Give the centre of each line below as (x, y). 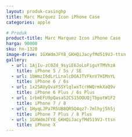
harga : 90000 (22, 44)
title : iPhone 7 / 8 (41, 103)
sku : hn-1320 (22, 49)
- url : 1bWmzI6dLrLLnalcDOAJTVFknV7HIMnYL (63, 76)
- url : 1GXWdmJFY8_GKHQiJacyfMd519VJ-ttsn (63, 120)
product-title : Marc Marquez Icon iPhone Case (63, 38)
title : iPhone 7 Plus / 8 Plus (54, 114)
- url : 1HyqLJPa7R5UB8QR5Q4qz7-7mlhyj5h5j (63, 108)
